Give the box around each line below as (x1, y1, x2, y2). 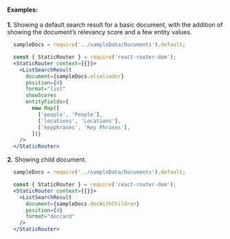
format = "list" (25, 86, 67, 93)
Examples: (7, 5, 38, 14)
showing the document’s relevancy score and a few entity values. (7, 28, 192, 36)
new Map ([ (32, 105, 60, 112)
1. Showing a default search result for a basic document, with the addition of (7, 21, 223, 29)
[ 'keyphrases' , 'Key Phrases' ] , (37, 124, 130, 130)
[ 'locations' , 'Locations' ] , (37, 117, 122, 124)
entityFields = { (25, 98, 69, 106)
